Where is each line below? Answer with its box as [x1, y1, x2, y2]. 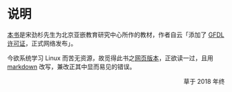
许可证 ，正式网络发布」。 [7, 39, 77, 47]
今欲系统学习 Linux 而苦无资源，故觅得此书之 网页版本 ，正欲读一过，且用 [7, 53, 214, 62]
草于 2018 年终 [183, 77, 225, 85]
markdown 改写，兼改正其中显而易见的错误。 [7, 62, 136, 71]
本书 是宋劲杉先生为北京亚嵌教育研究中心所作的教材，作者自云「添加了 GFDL [7, 30, 224, 39]
